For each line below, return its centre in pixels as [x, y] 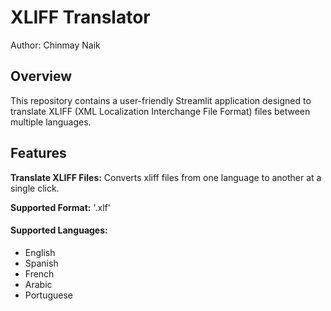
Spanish [41, 263]
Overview [41, 76]
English [40, 252]
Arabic [38, 284]
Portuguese [48, 295]
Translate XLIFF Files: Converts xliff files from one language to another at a [166, 177]
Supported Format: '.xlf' [60, 207]
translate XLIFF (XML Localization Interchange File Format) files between [160, 111]
